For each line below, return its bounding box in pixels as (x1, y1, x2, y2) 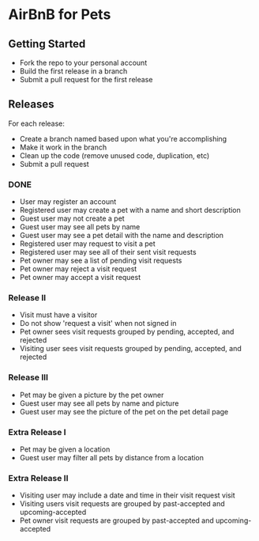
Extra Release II (8, 472, 69, 483)
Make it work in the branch (19, 142, 107, 152)
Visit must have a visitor (19, 310, 98, 320)
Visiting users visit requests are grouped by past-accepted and (19, 499, 225, 509)
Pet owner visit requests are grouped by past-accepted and (19, 516, 215, 525)
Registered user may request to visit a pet (19, 239, 156, 248)
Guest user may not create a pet (19, 214, 125, 223)
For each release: (8, 119, 66, 128)
